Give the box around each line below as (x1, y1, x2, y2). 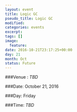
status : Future (5, 61, 36, 66)
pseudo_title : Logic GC (5, 16, 53, 21)
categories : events (5, 25, 45, 30)
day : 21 (5, 52, 21, 57)
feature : (9, 43, 27, 48)
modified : (5, 20, 25, 26)
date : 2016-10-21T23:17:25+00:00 (5, 47, 73, 52)
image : (5, 39, 18, 43)
